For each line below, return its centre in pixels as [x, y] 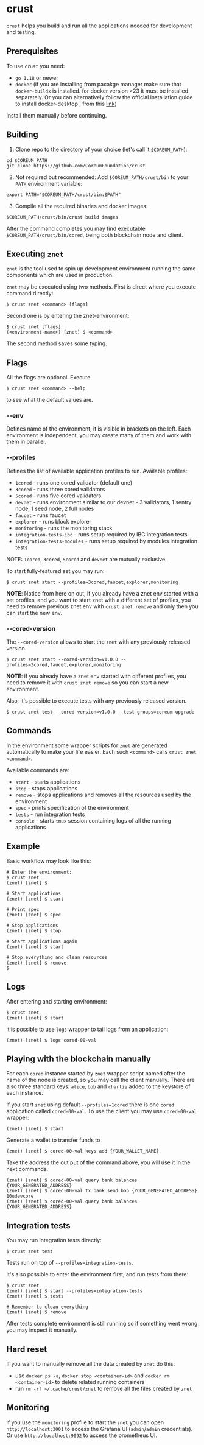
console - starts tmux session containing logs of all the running [93, 820]
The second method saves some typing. [57, 343]
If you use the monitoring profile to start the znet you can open [85, 1422]
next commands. [27, 1169]
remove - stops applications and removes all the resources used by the [103, 795]
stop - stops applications [46, 788]
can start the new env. [34, 613]
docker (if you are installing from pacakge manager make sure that [98, 84]
